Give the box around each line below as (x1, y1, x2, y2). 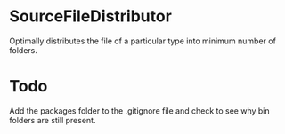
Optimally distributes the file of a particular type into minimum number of (9, 35, 276, 46)
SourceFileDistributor (9, 6, 172, 27)
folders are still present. (9, 114, 96, 125)
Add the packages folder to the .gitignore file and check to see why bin (9, 105, 270, 116)
